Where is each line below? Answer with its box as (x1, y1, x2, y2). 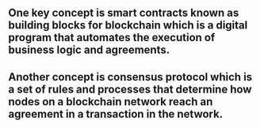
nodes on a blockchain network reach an (8, 95, 213, 108)
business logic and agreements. (8, 43, 170, 57)
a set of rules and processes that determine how (8, 82, 252, 96)
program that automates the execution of (8, 31, 216, 44)
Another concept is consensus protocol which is (8, 70, 253, 84)
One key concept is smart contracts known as (8, 6, 239, 20)
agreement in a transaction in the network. (8, 107, 224, 121)
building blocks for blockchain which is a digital (8, 19, 248, 32)
